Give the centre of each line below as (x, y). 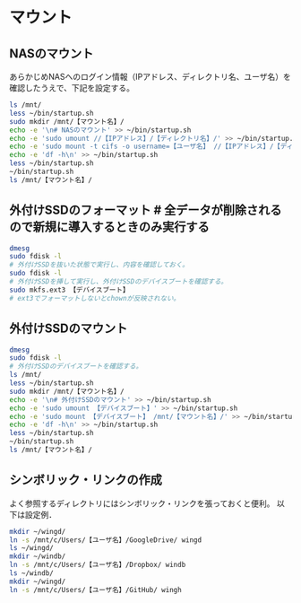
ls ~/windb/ (31, 573)
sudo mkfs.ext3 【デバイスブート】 (69, 290)
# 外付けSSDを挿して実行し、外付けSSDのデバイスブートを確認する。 (119, 282)
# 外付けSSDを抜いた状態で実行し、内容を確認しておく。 (99, 265)
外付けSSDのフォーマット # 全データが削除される (146, 210)
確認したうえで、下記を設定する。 (72, 88)
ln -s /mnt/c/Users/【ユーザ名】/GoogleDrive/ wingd (106, 540)
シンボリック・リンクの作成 (86, 480)
